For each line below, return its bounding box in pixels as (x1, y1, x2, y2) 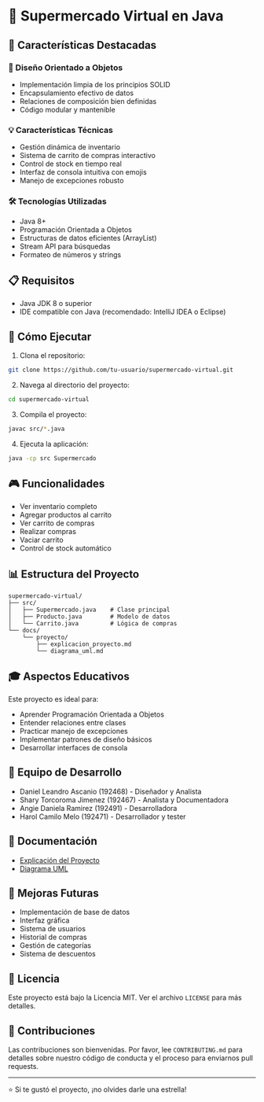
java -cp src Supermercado (8, 454, 97, 463)
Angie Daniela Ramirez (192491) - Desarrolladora (19, 803, 178, 813)
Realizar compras (19, 527, 77, 536)
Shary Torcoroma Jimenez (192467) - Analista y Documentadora (19, 794, 229, 805)
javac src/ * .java (8, 425, 65, 433)
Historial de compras (19, 932, 88, 942)
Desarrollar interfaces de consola (19, 743, 128, 753)
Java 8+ (19, 216, 46, 227)
